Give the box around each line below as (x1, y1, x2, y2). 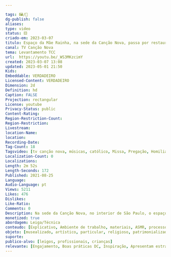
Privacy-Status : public (5, 106, 56, 112)
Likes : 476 (5, 192, 28, 197)
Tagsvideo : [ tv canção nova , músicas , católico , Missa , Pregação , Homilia (5, 149, 167, 154)
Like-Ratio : (5, 201, 31, 206)
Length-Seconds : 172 (5, 168, 49, 173)
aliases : (5, 21, 24, 26)
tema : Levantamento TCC (5, 49, 56, 55)
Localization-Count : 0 (5, 154, 53, 159)
